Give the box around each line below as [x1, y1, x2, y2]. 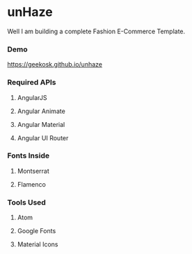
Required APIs [7, 78, 56, 87]
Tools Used [7, 197, 47, 207]
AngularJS [17, 93, 47, 101]
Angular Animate [17, 107, 66, 115]
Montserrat [17, 167, 50, 175]
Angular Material [17, 120, 65, 128]
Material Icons [17, 240, 58, 248]
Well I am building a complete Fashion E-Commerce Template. [7, 27, 186, 35]
